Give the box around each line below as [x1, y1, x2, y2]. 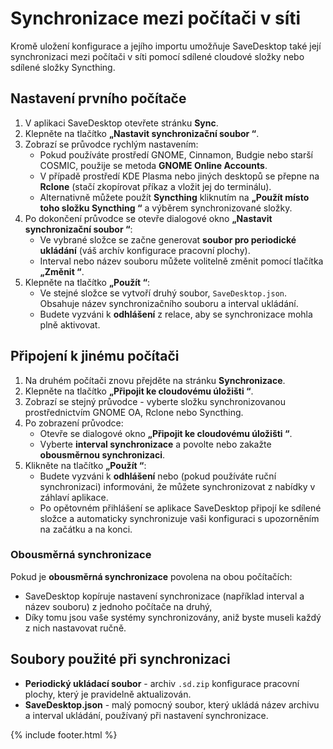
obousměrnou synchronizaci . [39, 448, 166, 461]
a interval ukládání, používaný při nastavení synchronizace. [24, 709, 269, 721]
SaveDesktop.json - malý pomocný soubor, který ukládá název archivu [24, 698, 320, 711]
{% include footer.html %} [10, 728, 118, 741]
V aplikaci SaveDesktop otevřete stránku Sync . [24, 117, 219, 129]
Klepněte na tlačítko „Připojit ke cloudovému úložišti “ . [24, 385, 254, 397]
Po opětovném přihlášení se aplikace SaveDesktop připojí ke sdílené [39, 502, 322, 514]
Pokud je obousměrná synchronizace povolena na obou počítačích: [10, 570, 293, 582]
